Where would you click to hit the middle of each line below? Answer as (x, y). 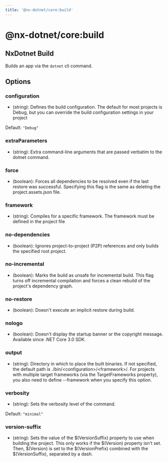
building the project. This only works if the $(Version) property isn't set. (87, 443)
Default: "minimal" (24, 413)
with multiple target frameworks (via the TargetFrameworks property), (85, 374)
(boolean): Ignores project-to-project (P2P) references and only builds (86, 245)
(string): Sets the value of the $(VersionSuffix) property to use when (83, 438)
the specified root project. (40, 251)
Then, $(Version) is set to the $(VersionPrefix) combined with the (80, 449)
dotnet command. (31, 157)
